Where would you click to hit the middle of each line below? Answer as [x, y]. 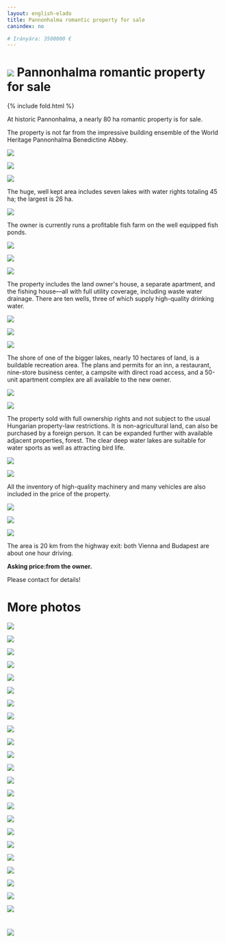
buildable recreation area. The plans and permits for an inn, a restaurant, [109, 365]
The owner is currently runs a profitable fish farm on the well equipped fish [113, 225]
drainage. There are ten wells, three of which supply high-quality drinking [110, 299]
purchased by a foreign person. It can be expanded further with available [110, 433]
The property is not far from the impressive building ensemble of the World [113, 133]
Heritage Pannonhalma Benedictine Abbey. [68, 140]
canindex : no [26, 26]
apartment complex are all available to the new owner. [95, 380]
